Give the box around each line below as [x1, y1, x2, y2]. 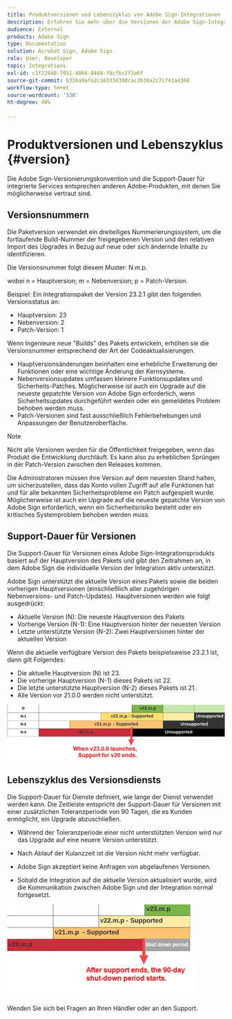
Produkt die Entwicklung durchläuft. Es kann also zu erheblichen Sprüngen [7, 452, 220, 461]
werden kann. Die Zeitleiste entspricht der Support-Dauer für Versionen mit [7, 800, 221, 808]
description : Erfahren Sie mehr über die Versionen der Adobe [7, 18, 190, 26]
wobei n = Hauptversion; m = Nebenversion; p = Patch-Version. [7, 276, 188, 285]
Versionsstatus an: [7, 297, 60, 305]
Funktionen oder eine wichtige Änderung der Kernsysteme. [17, 367, 186, 375]
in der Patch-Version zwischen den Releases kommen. [7, 460, 162, 468]
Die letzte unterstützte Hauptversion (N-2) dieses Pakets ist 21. [17, 683, 197, 692]
